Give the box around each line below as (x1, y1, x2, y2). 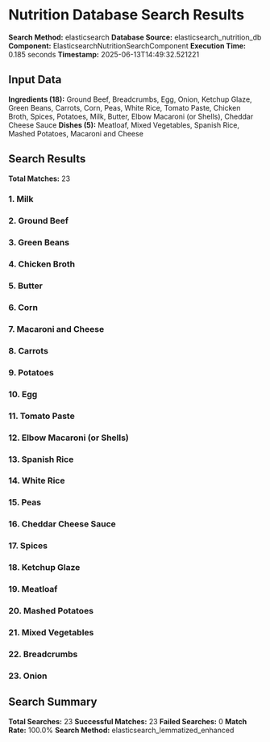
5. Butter (8, 280, 43, 291)
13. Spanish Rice (8, 454, 74, 465)
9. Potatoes (8, 367, 54, 378)
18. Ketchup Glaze (8, 562, 81, 573)
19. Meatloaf (8, 584, 58, 595)
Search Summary (8, 695, 98, 709)
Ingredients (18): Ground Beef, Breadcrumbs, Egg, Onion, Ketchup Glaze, (8, 94, 252, 104)
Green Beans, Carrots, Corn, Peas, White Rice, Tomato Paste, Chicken (8, 103, 241, 112)
